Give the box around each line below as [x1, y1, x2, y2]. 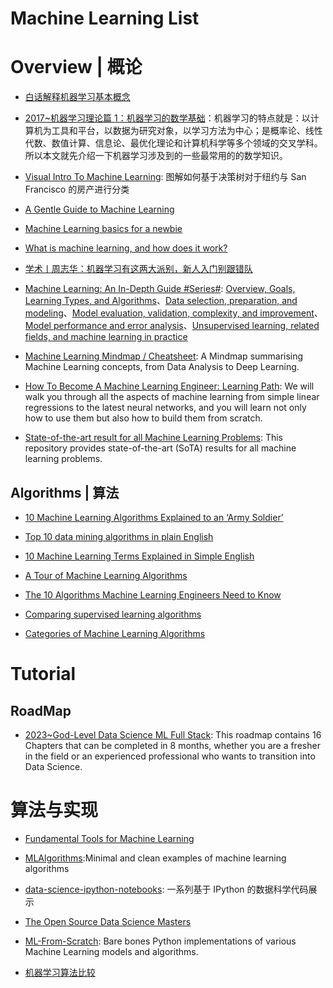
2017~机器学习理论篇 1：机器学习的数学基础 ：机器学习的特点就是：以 [24, 112, 311, 124]
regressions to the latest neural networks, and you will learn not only [24, 402, 307, 414]
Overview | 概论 [10, 56, 143, 79]
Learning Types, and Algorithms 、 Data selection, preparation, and [24, 295, 298, 307]
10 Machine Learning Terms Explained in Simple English [24, 550, 255, 562]
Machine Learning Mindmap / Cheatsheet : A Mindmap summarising [24, 350, 304, 362]
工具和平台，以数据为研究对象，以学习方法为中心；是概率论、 [51, 125, 306, 137]
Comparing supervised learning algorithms [24, 608, 202, 620]
